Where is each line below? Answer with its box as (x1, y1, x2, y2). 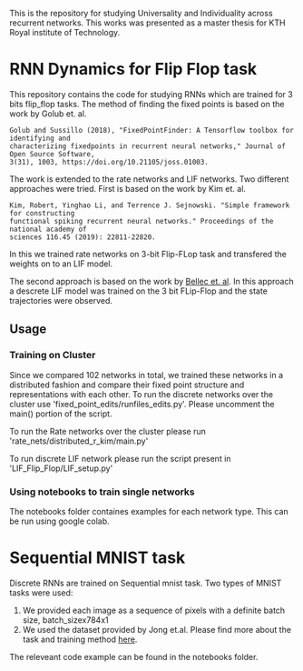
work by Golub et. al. (9, 108, 87, 119)
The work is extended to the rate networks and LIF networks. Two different (9, 173, 289, 185)
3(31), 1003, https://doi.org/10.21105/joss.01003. (9, 157, 209, 166)
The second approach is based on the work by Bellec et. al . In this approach (9, 275, 294, 286)
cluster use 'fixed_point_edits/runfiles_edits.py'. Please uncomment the (9, 398, 275, 409)
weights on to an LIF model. (9, 258, 113, 269)
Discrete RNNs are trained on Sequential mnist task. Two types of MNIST (9, 577, 282, 588)
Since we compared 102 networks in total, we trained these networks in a (9, 369, 284, 380)
